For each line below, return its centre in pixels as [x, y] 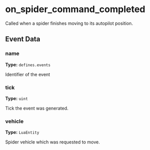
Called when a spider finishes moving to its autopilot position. [69, 23]
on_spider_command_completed [75, 9]
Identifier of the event [28, 74]
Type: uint [17, 98]
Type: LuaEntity [22, 132]
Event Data [23, 39]
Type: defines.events [28, 65]
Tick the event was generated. [37, 108]
